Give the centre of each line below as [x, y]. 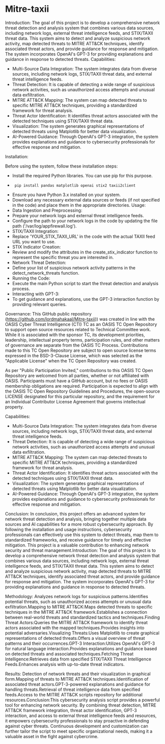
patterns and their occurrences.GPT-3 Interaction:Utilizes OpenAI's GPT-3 [80, 643]
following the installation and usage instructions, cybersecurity [69, 529]
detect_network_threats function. [46, 273]
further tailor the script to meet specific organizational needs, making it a [79, 731]
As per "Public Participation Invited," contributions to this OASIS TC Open [79, 370]
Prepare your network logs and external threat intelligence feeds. [78, 215]
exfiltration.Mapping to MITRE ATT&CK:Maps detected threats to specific [79, 607]
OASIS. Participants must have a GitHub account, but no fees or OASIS [77, 381]
